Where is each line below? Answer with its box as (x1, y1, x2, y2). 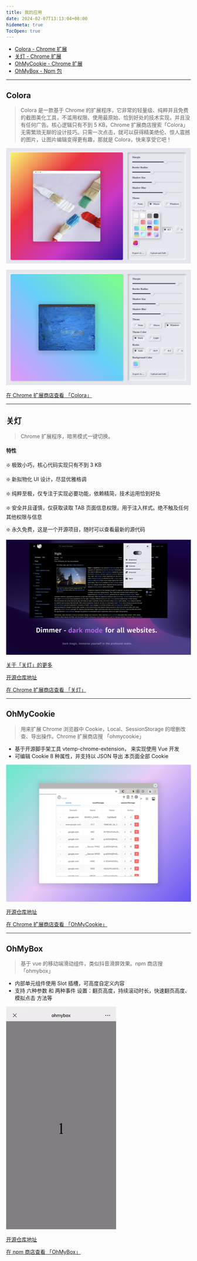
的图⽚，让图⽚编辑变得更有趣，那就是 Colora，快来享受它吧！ (20, 136, 172, 143)
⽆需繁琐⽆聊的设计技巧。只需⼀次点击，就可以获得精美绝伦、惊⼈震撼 (20, 129, 191, 136)
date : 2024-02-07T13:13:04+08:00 (6, 15, 88, 22)
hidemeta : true (6, 22, 43, 28)
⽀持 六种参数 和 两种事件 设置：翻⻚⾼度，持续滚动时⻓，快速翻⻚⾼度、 (14, 987, 191, 994)
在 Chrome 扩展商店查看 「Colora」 (6, 392, 92, 399)
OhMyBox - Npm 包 (14, 67, 62, 74)
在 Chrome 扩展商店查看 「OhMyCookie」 (6, 921, 107, 928)
